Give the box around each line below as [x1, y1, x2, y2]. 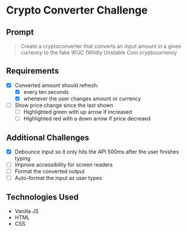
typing [14, 155, 31, 162]
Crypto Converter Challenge [6, 4, 148, 17]
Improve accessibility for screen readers [14, 161, 113, 168]
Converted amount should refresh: [14, 81, 99, 89]
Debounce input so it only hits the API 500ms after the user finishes [14, 148, 179, 155]
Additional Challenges [6, 132, 90, 142]
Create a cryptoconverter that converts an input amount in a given [20, 43, 182, 50]
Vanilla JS [14, 208, 39, 215]
